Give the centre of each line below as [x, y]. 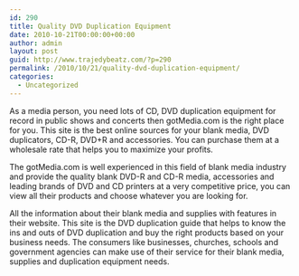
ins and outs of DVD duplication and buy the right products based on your [147, 233]
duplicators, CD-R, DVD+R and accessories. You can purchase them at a [145, 139]
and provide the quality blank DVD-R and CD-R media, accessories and [142, 176]
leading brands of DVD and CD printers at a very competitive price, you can [150, 186]
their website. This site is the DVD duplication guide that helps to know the [148, 223]
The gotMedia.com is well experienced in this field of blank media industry [148, 167]
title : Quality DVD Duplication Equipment [90, 26]
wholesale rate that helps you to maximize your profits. [112, 149]
